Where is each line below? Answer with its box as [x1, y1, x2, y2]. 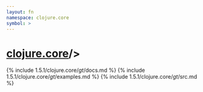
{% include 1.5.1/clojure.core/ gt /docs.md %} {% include [6, 66, 145, 74]
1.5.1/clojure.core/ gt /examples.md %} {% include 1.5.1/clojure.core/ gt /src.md [6, 73, 198, 80]
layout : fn [6, 9, 34, 15]
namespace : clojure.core [6, 15, 69, 21]
